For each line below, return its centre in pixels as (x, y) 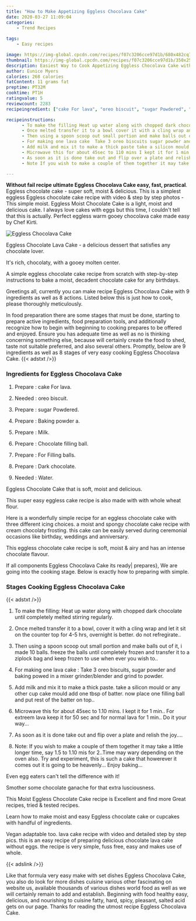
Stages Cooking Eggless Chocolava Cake (66, 587)
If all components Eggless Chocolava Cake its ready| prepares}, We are (92, 565)
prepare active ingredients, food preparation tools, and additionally (86, 321)
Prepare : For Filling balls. (45, 455)
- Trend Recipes (36, 28)
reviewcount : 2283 (28, 104)
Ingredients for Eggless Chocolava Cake (64, 374)
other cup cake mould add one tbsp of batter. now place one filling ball (99, 693)
